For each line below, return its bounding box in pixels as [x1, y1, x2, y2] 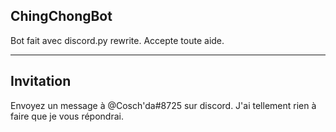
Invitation [10, 73, 72, 90]
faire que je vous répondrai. [10, 110, 124, 122]
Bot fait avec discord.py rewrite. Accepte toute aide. [10, 34, 225, 46]
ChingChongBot [10, 8, 113, 25]
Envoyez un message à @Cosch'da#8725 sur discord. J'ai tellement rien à [10, 99, 317, 111]
